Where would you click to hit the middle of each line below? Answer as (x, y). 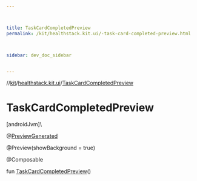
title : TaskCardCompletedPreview (48, 28)
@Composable (25, 160)
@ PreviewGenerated (32, 136)
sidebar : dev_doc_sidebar (39, 55)
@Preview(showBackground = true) (51, 148)
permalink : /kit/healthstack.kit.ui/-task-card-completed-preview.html (98, 33)
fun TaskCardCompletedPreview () (49, 171)
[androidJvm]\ (24, 125)
